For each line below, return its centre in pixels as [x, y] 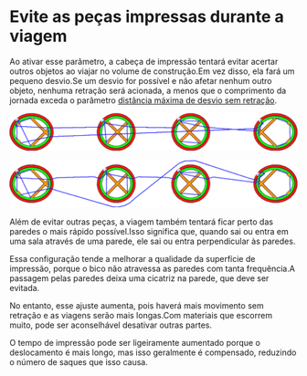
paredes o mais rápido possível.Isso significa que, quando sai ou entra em [149, 231]
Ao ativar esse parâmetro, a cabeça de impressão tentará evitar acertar [144, 61]
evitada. [25, 287]
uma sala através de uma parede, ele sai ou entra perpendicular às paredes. [153, 241]
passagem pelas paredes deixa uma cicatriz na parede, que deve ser [139, 278]
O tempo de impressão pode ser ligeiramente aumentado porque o [135, 342]
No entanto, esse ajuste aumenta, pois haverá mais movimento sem [137, 305]
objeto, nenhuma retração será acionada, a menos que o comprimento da [148, 90]
